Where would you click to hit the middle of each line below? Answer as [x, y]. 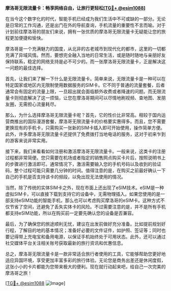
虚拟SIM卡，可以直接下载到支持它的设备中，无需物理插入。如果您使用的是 [83, 194]
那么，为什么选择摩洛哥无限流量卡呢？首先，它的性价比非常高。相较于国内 [83, 115]
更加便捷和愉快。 [27, 38]
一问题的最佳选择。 [25, 68]
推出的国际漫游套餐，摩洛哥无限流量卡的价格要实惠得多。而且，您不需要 [90, 121]
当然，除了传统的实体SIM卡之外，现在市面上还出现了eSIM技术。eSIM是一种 [85, 188]
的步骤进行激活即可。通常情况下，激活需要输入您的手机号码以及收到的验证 [83, 164]
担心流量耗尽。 [43, 104]
